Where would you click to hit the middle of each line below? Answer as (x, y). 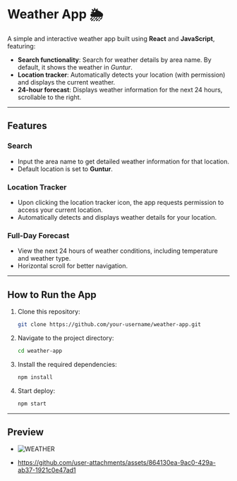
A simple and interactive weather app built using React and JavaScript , (111, 38)
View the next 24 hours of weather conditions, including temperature (118, 251)
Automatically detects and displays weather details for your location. (117, 217)
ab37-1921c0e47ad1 (47, 470)
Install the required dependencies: (67, 364)
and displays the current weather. (66, 82)
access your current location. (60, 210)
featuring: (22, 46)
